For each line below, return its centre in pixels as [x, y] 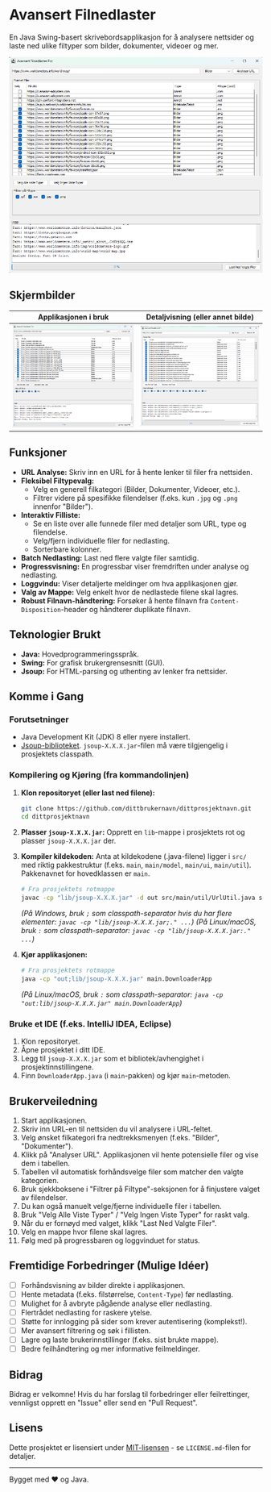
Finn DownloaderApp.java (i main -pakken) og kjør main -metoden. [126, 1076]
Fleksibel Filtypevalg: [57, 481]
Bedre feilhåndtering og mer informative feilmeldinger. [110, 1349]
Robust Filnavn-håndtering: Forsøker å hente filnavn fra [115, 600]
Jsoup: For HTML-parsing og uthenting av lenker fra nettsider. [124, 671]
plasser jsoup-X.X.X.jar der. [68, 841]
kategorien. [40, 1180]
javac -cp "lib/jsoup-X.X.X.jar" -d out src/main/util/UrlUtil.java [138, 898]
